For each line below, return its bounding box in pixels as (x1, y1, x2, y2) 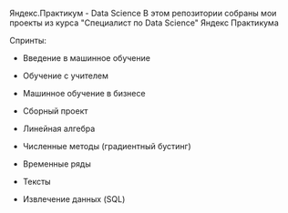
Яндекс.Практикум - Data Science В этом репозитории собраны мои (9, 8, 277, 18)
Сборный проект (22, 106, 88, 117)
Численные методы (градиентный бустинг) (22, 141, 191, 151)
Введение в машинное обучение (22, 53, 150, 63)
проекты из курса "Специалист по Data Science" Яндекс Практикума (9, 17, 280, 28)
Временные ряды (22, 158, 91, 169)
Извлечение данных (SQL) (22, 194, 126, 204)
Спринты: (9, 35, 47, 46)
